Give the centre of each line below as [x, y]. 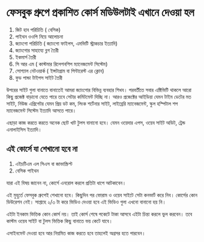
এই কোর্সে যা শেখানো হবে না [42, 149]
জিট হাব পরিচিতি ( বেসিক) [38, 29]
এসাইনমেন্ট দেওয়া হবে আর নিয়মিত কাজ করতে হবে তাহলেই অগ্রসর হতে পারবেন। [76, 233]
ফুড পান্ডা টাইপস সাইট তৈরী [39, 77]
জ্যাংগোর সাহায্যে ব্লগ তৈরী [37, 50]
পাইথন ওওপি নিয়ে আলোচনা [39, 37]
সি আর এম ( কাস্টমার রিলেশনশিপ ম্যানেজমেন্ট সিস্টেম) [61, 64]
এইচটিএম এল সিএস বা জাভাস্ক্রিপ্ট [44, 163]
